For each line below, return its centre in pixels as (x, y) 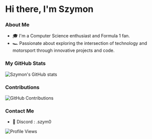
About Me (17, 25)
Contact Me (20, 111)
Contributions (22, 87)
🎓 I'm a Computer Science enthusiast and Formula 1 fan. (71, 36)
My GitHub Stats (25, 63)
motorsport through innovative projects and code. (63, 50)
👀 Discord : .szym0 (32, 122)
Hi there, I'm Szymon (49, 9)
